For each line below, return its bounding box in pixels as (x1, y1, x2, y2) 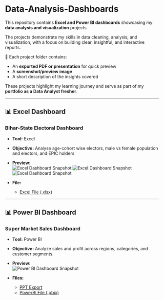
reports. (5, 44, 21, 50)
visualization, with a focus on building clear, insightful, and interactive (5, 39, 145, 45)
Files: (12, 275, 24, 281)
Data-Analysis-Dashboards (5, 3, 119, 15)
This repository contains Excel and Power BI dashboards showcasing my (5, 19, 153, 25)
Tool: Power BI (12, 236, 42, 242)
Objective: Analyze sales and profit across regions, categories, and (12, 246, 148, 252)
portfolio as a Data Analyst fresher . (5, 88, 78, 94)
